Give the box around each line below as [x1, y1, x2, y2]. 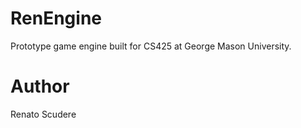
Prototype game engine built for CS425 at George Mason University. [10, 40, 292, 52]
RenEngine [10, 7, 102, 30]
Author [10, 75, 70, 98]
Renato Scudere [10, 108, 77, 120]
